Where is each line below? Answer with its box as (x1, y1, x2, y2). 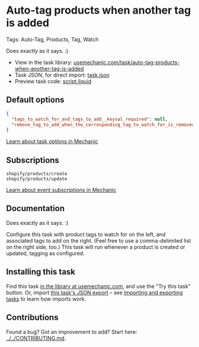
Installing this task (6, 267, 76, 277)
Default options (6, 95, 65, 105)
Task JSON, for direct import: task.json (14, 71, 110, 78)
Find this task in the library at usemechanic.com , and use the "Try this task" (6, 282, 191, 289)
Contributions (6, 313, 59, 323)
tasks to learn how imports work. (6, 295, 86, 303)
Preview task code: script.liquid (14, 78, 92, 85)
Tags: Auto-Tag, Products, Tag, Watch (6, 36, 99, 43)
